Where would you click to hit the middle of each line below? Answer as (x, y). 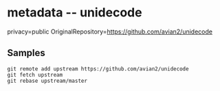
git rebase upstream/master (47, 81)
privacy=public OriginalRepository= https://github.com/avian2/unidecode (110, 31)
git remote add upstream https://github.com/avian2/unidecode (98, 69)
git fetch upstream (35, 75)
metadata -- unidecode (75, 13)
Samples (26, 53)
